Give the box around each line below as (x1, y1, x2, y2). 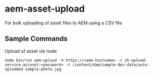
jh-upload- (124, 58, 147, 63)
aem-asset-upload (5, 3, 85, 15)
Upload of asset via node (5, 48, 57, 54)
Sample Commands (5, 34, 68, 43)
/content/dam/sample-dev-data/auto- (72, 62, 150, 67)
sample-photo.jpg (25, 66, 62, 71)
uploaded (5, 66, 23, 71)
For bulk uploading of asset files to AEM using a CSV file (5, 20, 122, 26)
